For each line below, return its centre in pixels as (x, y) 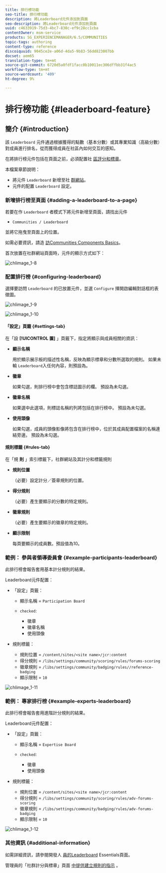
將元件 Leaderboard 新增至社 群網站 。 (50, 180)
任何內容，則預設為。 (69, 366)
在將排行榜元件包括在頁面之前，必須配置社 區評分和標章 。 (64, 159)
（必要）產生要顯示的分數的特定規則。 (51, 501)
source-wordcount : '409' (31, 74)
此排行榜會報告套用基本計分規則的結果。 (46, 569)
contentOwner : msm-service (33, 33)
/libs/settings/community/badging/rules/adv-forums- (98, 809)
